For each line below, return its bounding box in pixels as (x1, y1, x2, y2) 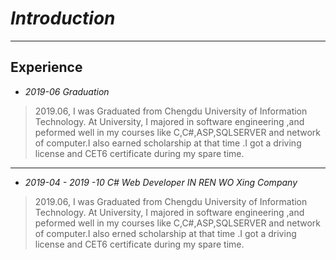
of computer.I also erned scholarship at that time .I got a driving (34, 227, 297, 239)
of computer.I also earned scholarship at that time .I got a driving (34, 137, 302, 149)
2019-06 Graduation (24, 85, 110, 97)
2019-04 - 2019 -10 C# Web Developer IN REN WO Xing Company (24, 176, 298, 188)
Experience (10, 59, 83, 76)
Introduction (10, 7, 116, 30)
